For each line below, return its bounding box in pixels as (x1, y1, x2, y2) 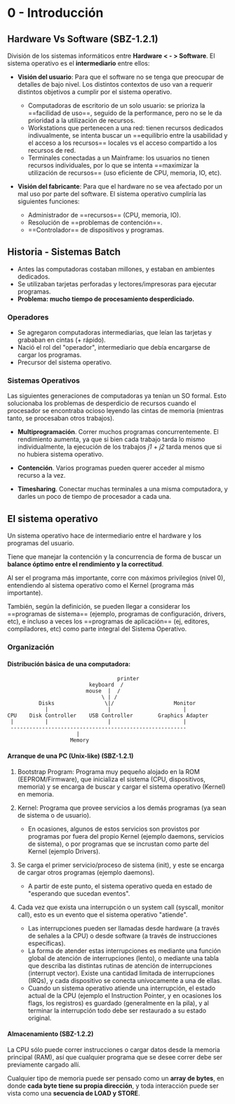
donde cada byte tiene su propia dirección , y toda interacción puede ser (7, 1081, 219, 1090)
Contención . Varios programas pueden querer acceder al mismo (17, 464, 205, 472)
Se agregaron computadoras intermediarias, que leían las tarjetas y (17, 329, 212, 337)
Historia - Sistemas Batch (7, 246, 121, 258)
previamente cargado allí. (7, 1060, 81, 1069)
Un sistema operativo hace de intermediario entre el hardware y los (7, 531, 202, 540)
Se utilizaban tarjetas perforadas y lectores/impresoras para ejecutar (17, 279, 217, 288)
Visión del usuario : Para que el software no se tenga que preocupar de (17, 72, 224, 81)
